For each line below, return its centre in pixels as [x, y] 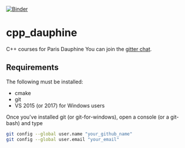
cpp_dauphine [42, 33]
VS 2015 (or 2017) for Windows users [60, 105]
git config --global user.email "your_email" [63, 139]
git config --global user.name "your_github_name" [69, 134]
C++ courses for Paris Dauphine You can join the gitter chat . [79, 49]
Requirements [32, 68]
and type [32, 123]
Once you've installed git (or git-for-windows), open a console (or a [88, 117]
